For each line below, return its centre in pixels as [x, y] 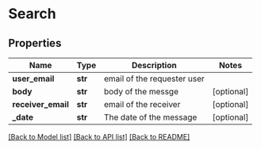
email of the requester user [154, 78]
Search [33, 14]
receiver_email [40, 104]
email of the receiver [142, 104]
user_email [33, 78]
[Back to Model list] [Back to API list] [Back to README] [99, 137]
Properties [35, 43]
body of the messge [141, 92]
